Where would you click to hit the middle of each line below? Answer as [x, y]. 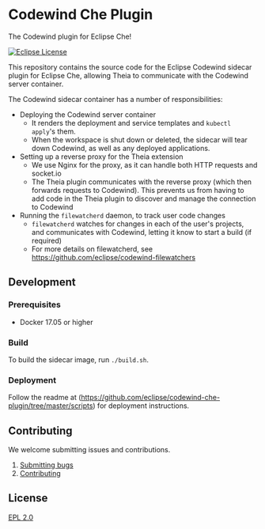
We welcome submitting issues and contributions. [89, 450]
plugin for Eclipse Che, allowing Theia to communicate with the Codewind [129, 75]
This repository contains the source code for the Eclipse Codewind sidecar [130, 67]
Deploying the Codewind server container [88, 114]
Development [42, 282]
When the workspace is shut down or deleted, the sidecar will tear [139, 139]
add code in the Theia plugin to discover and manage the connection [144, 198]
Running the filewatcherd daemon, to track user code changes [122, 215]
